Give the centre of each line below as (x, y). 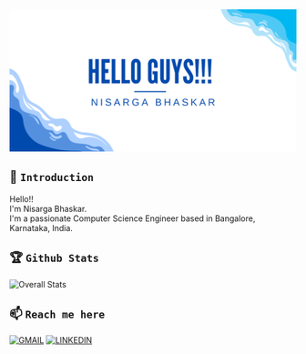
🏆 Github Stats (55, 258)
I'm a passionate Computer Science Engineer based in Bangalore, (133, 218)
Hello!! (21, 198)
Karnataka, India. (41, 228)
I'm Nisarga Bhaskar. (48, 208)
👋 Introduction (51, 177)
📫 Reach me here (57, 314)
